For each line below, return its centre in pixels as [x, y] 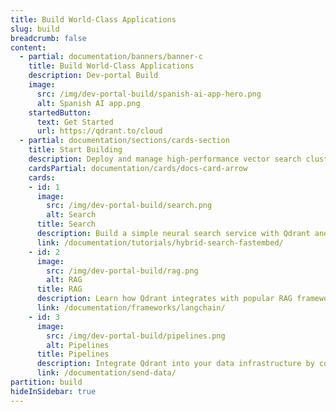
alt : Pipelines [78, 345]
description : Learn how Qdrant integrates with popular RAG [164, 299]
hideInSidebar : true [53, 391]
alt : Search [71, 215]
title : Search [66, 224]
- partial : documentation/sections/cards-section [124, 141]
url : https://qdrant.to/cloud [99, 131]
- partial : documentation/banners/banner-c [111, 57]
